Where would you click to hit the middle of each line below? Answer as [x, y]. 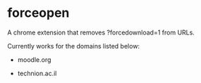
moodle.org [34, 59]
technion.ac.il [37, 73]
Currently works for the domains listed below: [73, 46]
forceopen [38, 13]
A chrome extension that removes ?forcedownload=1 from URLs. [101, 32]
